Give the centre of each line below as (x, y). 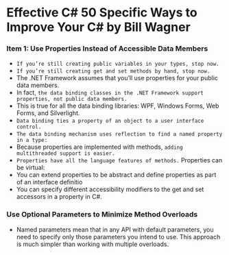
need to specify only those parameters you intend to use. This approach (118, 236)
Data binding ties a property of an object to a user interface (110, 121)
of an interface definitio (49, 182)
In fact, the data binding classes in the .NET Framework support (110, 93)
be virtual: (31, 168)
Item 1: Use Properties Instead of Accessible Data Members (107, 49)
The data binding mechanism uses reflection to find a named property (119, 134)
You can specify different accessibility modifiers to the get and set (110, 189)
